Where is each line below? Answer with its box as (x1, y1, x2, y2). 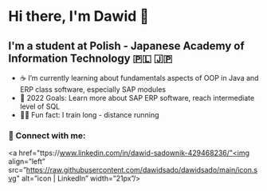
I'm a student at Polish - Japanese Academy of (8, 39, 245, 53)
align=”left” (8, 157, 45, 166)
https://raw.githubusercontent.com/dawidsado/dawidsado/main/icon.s (26, 165, 257, 175)
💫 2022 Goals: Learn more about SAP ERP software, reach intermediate (19, 94, 255, 102)
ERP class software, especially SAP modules (19, 85, 166, 94)
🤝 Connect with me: (8, 129, 86, 141)
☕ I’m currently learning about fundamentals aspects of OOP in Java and (19, 74, 259, 82)
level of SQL (19, 101, 61, 111)
